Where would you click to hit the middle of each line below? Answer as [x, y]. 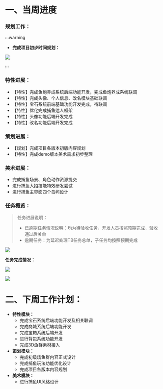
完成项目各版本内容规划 [43, 369]
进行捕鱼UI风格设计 [39, 381]
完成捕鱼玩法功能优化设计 [45, 363]
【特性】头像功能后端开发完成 [42, 116]
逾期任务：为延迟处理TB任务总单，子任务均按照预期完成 [81, 240]
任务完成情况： [20, 260]
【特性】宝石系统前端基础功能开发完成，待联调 [59, 104]
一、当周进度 [31, 10]
